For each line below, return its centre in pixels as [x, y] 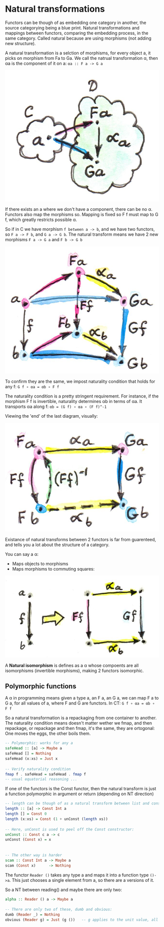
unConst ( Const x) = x [28, 840]
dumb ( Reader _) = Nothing [32, 915]
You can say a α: [22, 554]
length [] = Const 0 [26, 814]
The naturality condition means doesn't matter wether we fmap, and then [79, 723]
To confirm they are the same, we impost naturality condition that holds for [80, 381]
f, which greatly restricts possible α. [41, 220]
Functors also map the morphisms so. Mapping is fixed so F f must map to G [82, 214]
